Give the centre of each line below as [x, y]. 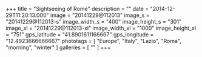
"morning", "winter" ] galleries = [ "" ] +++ [59, 47]
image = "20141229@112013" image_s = [100, 15]
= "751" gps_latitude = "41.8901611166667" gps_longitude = [80, 35]
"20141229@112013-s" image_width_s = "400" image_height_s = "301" [94, 22]
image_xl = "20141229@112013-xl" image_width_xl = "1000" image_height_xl [101, 28]
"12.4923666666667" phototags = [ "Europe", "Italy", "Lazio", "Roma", [93, 41]
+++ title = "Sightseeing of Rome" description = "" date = [77, 9]
